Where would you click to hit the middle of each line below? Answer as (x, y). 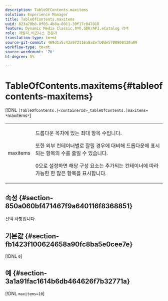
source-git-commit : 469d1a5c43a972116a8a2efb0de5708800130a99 (71, 43)
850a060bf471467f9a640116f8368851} (69, 206)
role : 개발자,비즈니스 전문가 (31, 33)
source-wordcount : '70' (30, 52)
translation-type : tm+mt (31, 38)
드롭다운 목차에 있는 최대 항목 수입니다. (78, 133)
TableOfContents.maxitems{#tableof (84, 86)
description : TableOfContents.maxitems (47, 10)
